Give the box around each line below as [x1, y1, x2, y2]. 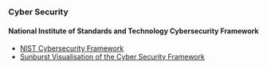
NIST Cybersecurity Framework [19, 44, 124, 53]
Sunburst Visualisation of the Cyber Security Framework [19, 52, 205, 62]
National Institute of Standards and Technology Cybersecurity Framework [8, 26, 259, 36]
